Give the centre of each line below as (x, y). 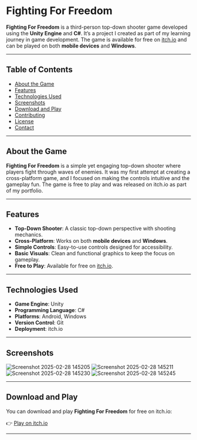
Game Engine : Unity (39, 304)
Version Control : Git (39, 323)
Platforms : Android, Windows (50, 317)
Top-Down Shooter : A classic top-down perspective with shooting (95, 229)
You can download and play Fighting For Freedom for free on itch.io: (89, 411)
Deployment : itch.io (39, 329)
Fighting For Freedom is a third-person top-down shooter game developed (97, 27)
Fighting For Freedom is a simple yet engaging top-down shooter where (94, 165)
